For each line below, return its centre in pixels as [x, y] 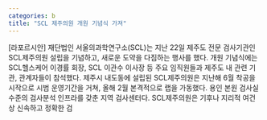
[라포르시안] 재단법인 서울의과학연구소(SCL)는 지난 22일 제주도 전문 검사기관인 [132, 47]
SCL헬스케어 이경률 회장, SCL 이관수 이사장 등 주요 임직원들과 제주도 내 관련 [128, 67]
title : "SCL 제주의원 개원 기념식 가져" [68, 23]
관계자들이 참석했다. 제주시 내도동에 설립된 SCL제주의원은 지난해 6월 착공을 [137, 77]
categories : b [32, 16]
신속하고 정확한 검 [45, 108]
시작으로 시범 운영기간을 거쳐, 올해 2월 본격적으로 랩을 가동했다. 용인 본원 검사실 [133, 87]
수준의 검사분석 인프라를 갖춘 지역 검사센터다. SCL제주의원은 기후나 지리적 [125, 97]
